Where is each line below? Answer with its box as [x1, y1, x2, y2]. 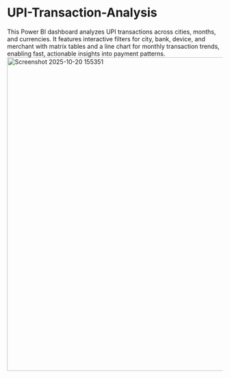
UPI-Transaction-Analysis [7, 5, 157, 21]
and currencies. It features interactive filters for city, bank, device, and [7, 34, 205, 43]
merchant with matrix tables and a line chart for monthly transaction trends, [7, 42, 220, 50]
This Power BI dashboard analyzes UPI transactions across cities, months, [7, 27, 216, 36]
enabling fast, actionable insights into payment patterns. [7, 49, 166, 58]
